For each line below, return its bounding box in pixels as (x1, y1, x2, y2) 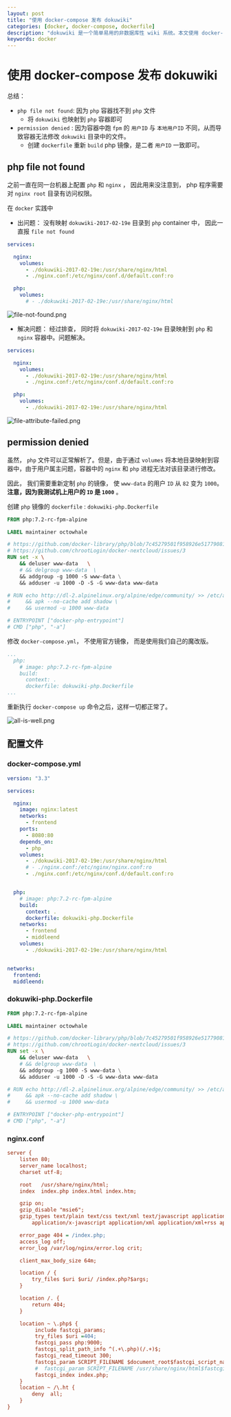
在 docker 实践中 (7, 204, 54, 212)
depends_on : (19, 838, 54, 846)
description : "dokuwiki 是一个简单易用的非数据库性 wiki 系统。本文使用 (7, 29, 199, 37)
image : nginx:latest (19, 806, 78, 813)
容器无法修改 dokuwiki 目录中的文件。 (23, 133, 130, 141)
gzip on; (19, 1200, 45, 1207)
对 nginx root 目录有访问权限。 (7, 189, 96, 197)
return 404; (32, 1301, 67, 1308)
